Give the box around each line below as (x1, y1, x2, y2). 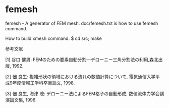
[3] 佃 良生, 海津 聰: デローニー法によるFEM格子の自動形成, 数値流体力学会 (5, 90, 160, 96)
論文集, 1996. (9, 97, 37, 103)
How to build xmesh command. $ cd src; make (5, 35, 102, 41)
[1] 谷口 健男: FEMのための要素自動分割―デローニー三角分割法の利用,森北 (5, 57, 159, 63)
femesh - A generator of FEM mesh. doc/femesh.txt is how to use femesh (5, 20, 158, 26)
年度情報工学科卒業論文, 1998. (12, 80, 75, 86)
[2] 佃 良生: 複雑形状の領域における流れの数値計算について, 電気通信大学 (5, 73, 156, 79)
